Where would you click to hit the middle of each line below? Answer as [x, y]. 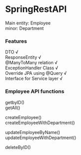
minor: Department [24, 28]
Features [16, 41]
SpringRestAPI [36, 9]
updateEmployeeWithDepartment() [41, 138]
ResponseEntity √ [23, 57]
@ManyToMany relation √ [32, 63]
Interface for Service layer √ [34, 79]
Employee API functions [35, 92]
